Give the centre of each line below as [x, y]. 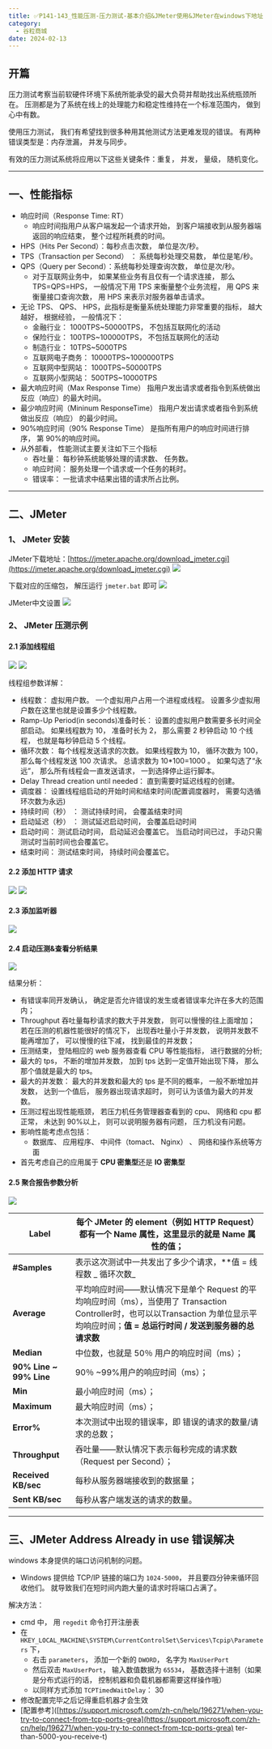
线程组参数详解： [37, 683]
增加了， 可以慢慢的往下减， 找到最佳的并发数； [115, 1040]
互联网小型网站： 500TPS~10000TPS [95, 377]
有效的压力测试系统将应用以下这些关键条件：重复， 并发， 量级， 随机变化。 [136, 160]
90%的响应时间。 [75, 438]
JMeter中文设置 [34, 602]
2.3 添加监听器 [33, 911]
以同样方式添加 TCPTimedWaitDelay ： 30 [98, 1690]
